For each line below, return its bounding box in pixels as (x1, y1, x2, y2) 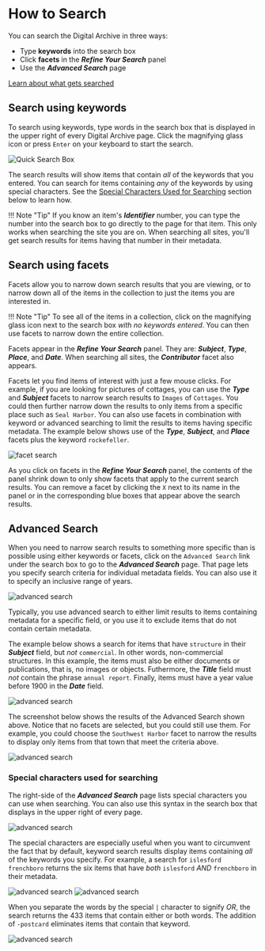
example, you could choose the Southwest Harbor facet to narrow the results (8, 729, 257, 738)
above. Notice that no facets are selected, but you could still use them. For (8, 721, 251, 730)
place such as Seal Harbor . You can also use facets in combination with (8, 409, 242, 419)
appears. (8, 361, 37, 370)
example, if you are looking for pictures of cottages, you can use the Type (8, 385, 250, 394)
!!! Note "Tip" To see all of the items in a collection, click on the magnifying (8, 312, 252, 321)
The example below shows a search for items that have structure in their (8, 639, 247, 649)
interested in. (8, 296, 51, 305)
